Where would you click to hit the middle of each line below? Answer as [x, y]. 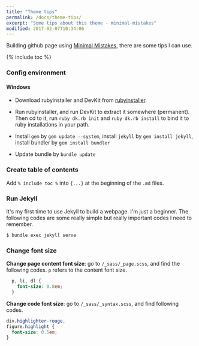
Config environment [36, 73]
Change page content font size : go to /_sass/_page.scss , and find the [93, 264]
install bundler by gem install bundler [62, 143]
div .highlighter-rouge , [36, 321]
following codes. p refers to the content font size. [67, 270]
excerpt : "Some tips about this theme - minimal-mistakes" [82, 23]
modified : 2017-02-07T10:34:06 [45, 28]
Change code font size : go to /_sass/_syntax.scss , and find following [92, 303]
